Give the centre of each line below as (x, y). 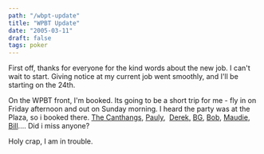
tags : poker (28, 45)
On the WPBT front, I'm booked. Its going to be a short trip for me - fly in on (132, 101)
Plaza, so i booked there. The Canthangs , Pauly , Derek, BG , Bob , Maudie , (129, 117)
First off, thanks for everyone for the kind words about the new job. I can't (130, 68)
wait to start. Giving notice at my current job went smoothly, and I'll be (124, 77)
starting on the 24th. (42, 85)
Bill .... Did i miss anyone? (49, 126)
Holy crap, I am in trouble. (51, 141)
